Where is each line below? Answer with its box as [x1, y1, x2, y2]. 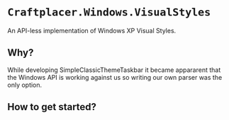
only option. [7, 80, 43, 89]
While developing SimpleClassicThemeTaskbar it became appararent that [7, 66, 221, 74]
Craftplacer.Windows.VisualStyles [7, 6, 211, 19]
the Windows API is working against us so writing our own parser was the [7, 73, 223, 81]
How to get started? [7, 101, 97, 113]
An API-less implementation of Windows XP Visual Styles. [7, 26, 177, 35]
